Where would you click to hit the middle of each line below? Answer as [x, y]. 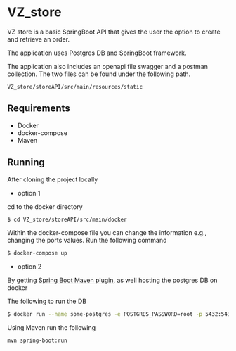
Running [26, 162]
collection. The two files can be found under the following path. [99, 74]
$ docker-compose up [38, 253]
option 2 [29, 267]
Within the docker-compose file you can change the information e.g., [107, 233]
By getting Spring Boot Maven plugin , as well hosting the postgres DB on [112, 280]
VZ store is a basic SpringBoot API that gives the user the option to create [114, 32]
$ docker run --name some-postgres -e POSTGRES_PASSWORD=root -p [105, 314]
